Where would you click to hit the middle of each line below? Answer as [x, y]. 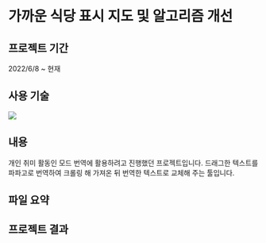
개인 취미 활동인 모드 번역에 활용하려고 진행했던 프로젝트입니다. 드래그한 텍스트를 [133, 163]
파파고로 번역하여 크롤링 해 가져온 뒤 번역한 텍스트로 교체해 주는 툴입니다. [121, 172]
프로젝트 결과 [39, 230]
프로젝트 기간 [39, 48]
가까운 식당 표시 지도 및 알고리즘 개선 [120, 16]
